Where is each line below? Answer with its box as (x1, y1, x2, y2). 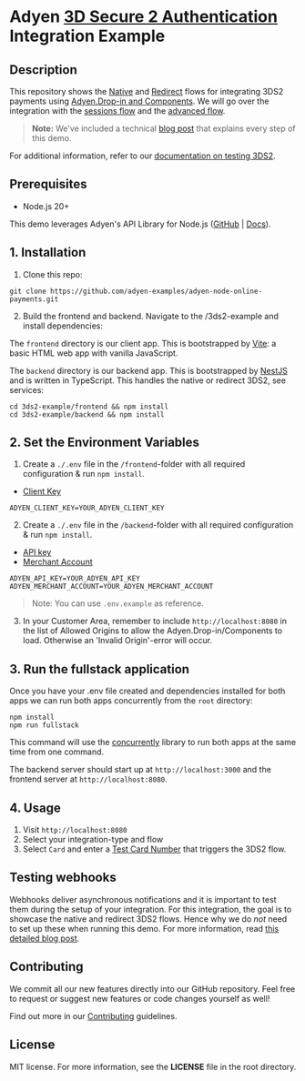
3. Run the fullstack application (9, 662, 189, 677)
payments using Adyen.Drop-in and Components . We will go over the (9, 96, 269, 106)
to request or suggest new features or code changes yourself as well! (9, 993, 270, 1004)
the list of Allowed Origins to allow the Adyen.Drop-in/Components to (22, 625, 283, 636)
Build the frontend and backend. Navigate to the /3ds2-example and (22, 310, 280, 321)
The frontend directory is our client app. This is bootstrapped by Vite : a (9, 338, 277, 349)
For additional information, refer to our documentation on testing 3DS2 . (9, 150, 276, 161)
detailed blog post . (9, 933, 80, 944)
